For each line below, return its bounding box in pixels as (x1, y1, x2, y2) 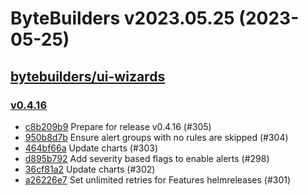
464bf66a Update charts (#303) (24, 142, 159, 154)
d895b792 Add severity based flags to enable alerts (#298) (24, 152, 270, 164)
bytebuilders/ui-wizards (10, 68, 166, 85)
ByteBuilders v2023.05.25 (10, 7, 235, 30)
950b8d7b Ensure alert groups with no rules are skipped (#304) (24, 131, 289, 143)
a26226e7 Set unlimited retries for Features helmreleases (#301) (24, 173, 292, 186)
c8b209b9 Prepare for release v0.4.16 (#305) (24, 120, 212, 132)
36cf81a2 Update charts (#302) (24, 163, 156, 175)
